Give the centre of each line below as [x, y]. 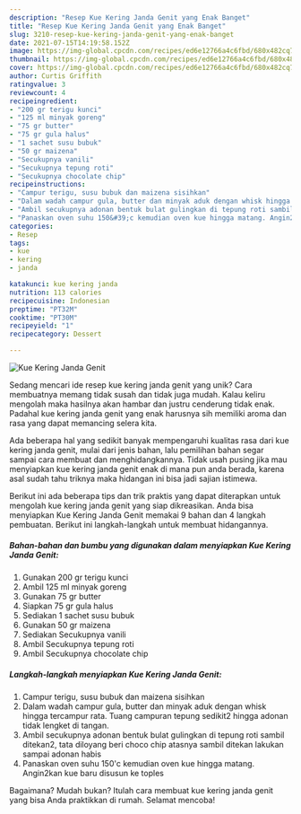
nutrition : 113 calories [56, 293]
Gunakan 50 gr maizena [66, 625]
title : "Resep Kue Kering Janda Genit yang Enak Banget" [118, 26]
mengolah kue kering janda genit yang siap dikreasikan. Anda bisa [131, 505]
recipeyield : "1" [42, 326]
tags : [19, 243]
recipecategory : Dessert [56, 334]
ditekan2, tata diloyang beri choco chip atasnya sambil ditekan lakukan [153, 744]
